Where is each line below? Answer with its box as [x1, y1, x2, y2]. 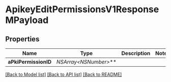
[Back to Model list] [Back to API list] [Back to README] [5, 71, 122, 77]
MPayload [5, 14, 49, 26]
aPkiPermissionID [8, 59, 52, 65]
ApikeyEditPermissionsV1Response [5, 4, 159, 15]
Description [121, 50, 151, 57]
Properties [5, 35, 40, 43]
